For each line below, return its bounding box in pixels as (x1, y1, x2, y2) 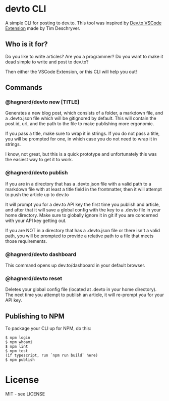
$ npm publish (5, 357, 35, 362)
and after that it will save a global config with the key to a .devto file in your (5, 206, 161, 213)
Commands (5, 83, 43, 92)
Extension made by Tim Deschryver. (5, 25, 81, 31)
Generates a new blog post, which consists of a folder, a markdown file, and (5, 110, 163, 116)
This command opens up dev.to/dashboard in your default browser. (5, 262, 145, 269)
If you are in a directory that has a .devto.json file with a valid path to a (5, 180, 151, 187)
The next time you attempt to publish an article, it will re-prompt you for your (5, 292, 164, 298)
